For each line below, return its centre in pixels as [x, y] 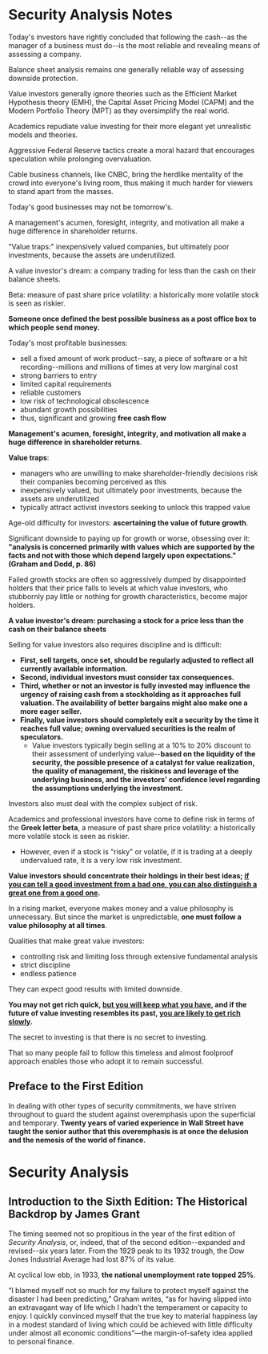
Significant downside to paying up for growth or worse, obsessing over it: [129, 538]
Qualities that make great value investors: [76, 941]
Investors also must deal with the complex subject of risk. [103, 803]
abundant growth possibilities [68, 409]
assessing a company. [45, 54]
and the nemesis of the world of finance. [77, 1140]
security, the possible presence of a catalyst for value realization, [143, 762]
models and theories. [43, 135]
